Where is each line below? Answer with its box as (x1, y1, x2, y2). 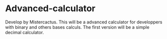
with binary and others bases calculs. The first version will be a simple (5, 24, 150, 30)
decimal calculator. (5, 29, 44, 35)
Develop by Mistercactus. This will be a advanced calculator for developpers (5, 19, 163, 25)
